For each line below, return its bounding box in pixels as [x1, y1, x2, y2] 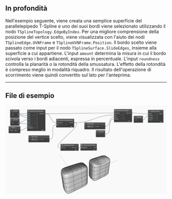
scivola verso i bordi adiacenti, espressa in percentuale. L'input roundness [5, 56, 160, 62]
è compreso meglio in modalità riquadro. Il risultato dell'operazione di [5, 66, 152, 72]
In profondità [5, 4, 48, 13]
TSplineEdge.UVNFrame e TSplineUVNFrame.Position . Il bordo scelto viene [5, 39, 157, 45]
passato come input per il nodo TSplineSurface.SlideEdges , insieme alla [5, 44, 157, 51]
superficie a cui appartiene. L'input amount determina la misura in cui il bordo [5, 50, 166, 56]
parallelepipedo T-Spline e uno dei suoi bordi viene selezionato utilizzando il [5, 23, 166, 29]
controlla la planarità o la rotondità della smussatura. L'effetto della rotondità [5, 61, 166, 67]
